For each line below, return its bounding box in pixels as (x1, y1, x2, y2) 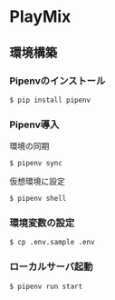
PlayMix (9, 6, 72, 27)
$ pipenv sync (9, 159, 63, 168)
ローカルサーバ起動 (9, 261, 93, 274)
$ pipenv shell (9, 194, 67, 204)
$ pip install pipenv (9, 95, 91, 105)
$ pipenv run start (9, 282, 83, 291)
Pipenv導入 (9, 118, 60, 131)
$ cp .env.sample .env (9, 238, 95, 247)
